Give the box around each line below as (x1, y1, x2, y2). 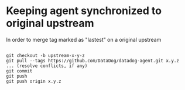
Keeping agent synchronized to (6, 4, 162, 18)
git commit (6, 68, 33, 74)
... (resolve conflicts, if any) (6, 63, 88, 69)
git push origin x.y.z (6, 78, 61, 84)
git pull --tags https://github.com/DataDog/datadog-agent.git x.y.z (6, 58, 180, 64)
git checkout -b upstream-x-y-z (6, 52, 85, 58)
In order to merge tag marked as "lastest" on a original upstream (6, 36, 162, 43)
